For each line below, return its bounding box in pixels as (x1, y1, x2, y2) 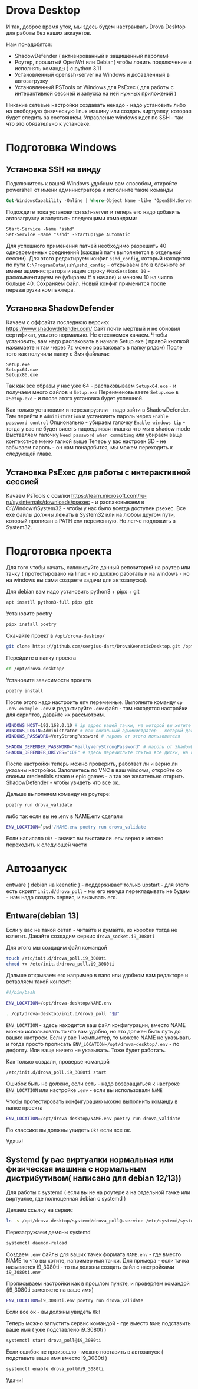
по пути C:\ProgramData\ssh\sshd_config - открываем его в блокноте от (6, 261, 186, 268)
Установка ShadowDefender (6, 303, 114, 313)
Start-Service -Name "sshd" (6, 226, 75, 232)
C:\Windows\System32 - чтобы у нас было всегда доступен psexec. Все (6, 505, 186, 512)
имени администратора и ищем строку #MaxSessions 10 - (6, 267, 150, 275)
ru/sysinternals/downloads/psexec (6, 498, 90, 506)
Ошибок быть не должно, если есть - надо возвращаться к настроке (6, 1080, 180, 1087)
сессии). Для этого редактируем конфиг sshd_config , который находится (6, 255, 190, 262)
